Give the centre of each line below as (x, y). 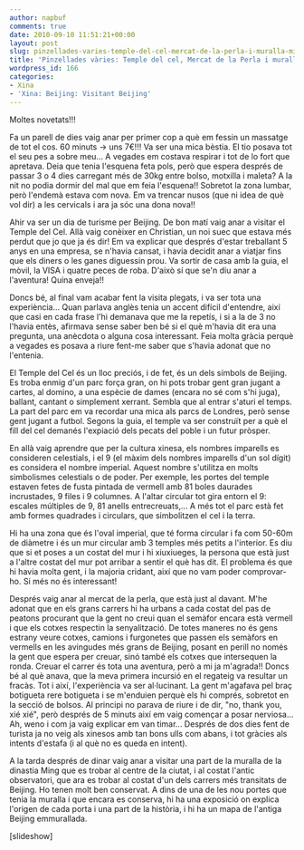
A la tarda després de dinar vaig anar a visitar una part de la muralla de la (146, 760)
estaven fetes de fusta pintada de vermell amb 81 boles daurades (131, 487)
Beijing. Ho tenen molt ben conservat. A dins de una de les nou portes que (148, 789)
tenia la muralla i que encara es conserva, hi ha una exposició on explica (144, 799)
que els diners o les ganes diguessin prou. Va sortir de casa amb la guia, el (149, 260)
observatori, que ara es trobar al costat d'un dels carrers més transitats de (148, 779)
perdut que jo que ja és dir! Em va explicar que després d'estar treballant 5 (148, 241)
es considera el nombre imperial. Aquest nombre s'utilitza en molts (134, 467)
